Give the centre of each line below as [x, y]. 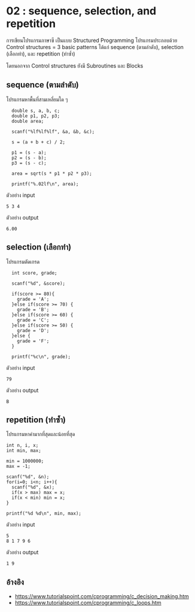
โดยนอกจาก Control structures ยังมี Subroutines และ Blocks [75, 66]
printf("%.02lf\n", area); [45, 184]
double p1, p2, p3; [36, 116]
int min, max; [24, 451]
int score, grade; [35, 273]
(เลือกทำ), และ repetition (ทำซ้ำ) [41, 54]
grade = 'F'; [33, 341]
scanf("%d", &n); [28, 477]
